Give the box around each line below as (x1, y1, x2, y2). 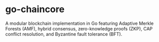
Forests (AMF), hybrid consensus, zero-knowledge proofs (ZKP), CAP (5, 25, 153, 31)
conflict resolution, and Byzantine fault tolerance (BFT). (5, 31, 123, 37)
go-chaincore (5, 4, 65, 15)
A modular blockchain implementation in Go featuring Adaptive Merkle (5, 20, 154, 26)
